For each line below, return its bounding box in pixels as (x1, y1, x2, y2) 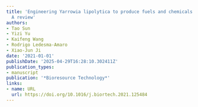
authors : (6, 20, 28, 26)
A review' (11, 14, 36, 20)
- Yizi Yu (6, 31, 31, 37)
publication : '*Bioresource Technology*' (6, 75, 111, 81)
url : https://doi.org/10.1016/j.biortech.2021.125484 (11, 92, 147, 97)
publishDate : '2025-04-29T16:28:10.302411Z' (6, 58, 118, 64)
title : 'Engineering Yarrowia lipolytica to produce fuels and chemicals (6, 8, 193, 15)
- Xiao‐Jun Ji (6, 48, 42, 53)
